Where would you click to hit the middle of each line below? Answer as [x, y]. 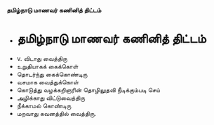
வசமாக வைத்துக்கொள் [48, 82]
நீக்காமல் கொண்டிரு [44, 105]
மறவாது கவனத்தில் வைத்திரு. [56, 113]
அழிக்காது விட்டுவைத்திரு [51, 98]
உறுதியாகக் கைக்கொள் [47, 66]
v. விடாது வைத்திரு [42, 58]
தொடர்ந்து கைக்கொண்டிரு [52, 74]
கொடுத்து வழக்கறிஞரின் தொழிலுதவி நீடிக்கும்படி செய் [88, 89]
